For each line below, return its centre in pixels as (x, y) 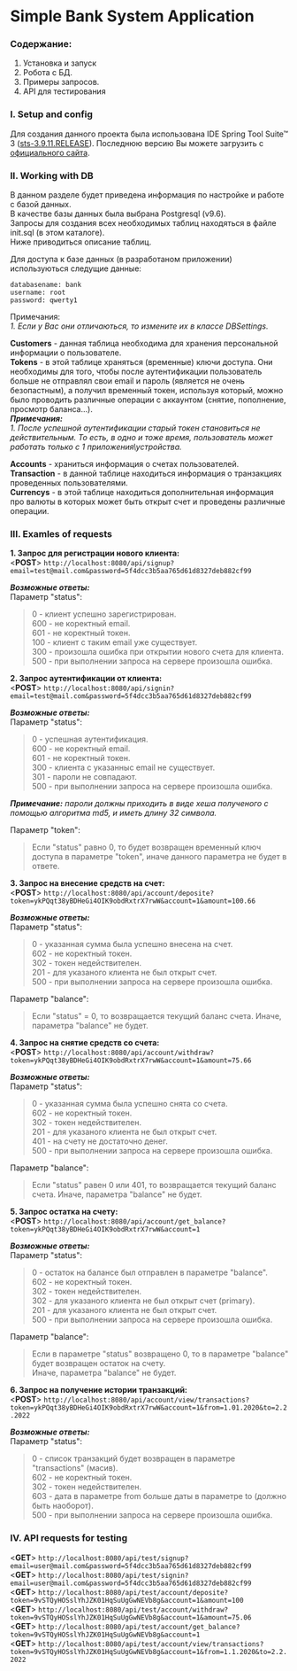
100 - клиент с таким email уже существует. (114, 642)
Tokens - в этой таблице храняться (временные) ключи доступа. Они (141, 362)
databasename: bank (46, 285)
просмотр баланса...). (52, 409)
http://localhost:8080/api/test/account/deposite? (133, 1592)
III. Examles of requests (61, 534)
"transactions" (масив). (75, 1468)
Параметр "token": (45, 830)
